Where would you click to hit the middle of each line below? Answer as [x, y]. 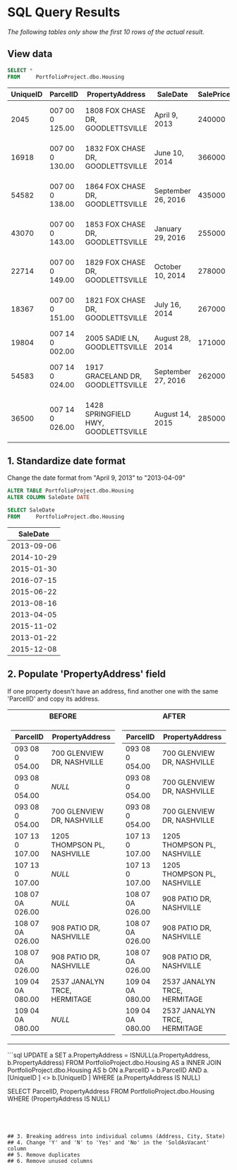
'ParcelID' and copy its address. [54, 699]
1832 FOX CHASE [115, 148]
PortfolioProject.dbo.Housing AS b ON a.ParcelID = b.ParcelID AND [105, 1070]
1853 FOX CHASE [115, 224]
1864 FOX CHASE [115, 186]
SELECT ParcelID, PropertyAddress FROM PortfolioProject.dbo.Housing [111, 1091]
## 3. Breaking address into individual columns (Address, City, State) [116, 1136]
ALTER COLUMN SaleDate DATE [49, 497]
